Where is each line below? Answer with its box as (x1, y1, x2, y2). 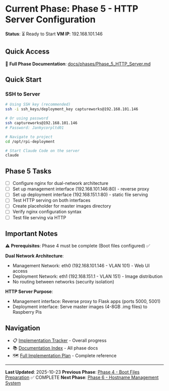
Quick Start (5, 75, 42, 84)
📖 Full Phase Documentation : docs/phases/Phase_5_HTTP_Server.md (5, 61, 151, 67)
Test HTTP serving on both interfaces (12, 198, 91, 204)
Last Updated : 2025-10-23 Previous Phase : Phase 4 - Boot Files (5, 369, 140, 375)
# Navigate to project (5, 134, 53, 139)
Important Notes (5, 229, 58, 238)
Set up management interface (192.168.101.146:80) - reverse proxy (12, 186, 149, 192)
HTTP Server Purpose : (5, 288, 53, 295)
